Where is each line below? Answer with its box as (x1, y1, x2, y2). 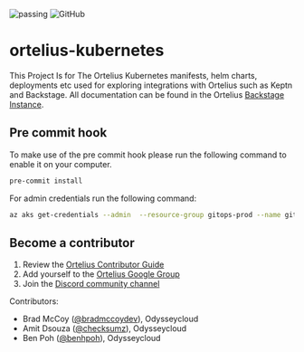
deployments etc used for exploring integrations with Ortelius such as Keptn (9, 80, 293, 90)
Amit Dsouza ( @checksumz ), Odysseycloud (22, 323, 187, 334)
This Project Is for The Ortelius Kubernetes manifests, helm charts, (9, 70, 258, 81)
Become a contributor (9, 235, 136, 251)
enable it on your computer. (9, 158, 112, 169)
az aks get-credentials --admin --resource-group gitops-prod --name (9, 210, 281, 219)
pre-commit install (9, 176, 83, 186)
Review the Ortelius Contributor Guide (22, 259, 165, 271)
